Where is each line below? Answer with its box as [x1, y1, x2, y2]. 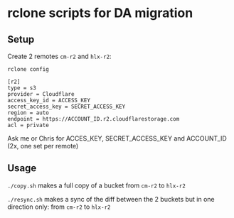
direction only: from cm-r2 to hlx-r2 [7, 202, 111, 211]
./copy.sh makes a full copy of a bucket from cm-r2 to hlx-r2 [7, 181, 186, 190]
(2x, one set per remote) [7, 142, 79, 150]
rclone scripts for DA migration [7, 5, 193, 21]
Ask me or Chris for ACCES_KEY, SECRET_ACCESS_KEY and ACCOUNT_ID [7, 134, 228, 143]
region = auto [7, 109, 50, 116]
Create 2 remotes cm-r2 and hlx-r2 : [7, 52, 112, 60]
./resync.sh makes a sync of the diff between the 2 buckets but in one [7, 195, 215, 203]
